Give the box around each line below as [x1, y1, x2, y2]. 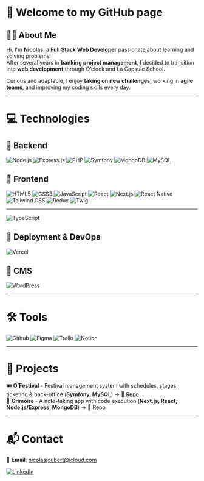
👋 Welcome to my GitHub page [6, 5, 163, 20]
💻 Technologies [6, 112, 90, 126]
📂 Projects [6, 362, 59, 376]
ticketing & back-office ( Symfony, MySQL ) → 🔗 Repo [6, 391, 140, 398]
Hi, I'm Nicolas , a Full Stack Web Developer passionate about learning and [6, 46, 194, 53]
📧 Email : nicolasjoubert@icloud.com [6, 457, 97, 464]
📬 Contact [6, 432, 64, 446]
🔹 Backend [6, 140, 47, 151]
